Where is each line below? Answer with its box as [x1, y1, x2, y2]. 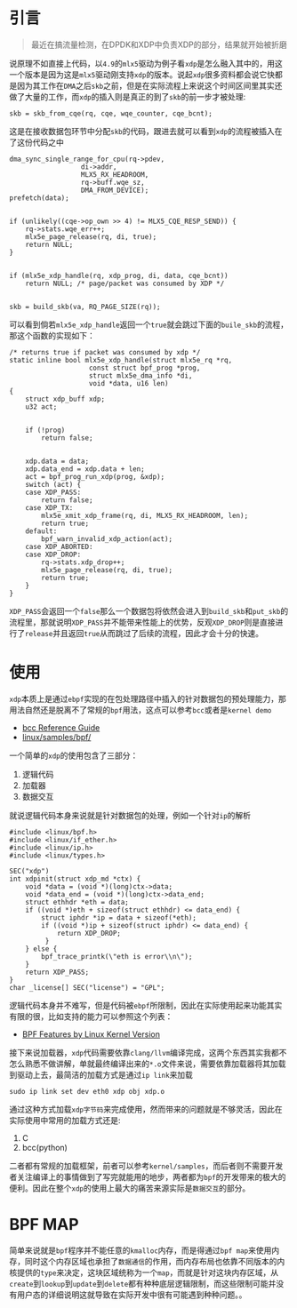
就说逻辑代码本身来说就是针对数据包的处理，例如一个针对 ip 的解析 [9, 810, 252, 820]
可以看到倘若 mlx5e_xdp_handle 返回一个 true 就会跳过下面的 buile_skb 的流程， [9, 319, 289, 330]
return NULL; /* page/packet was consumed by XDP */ [25, 279, 225, 288]
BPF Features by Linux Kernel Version [21, 1028, 160, 1040]
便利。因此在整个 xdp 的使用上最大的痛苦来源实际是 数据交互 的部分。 [9, 1183, 251, 1193]
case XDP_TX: [25, 503, 74, 512]
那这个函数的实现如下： [9, 330, 95, 340]
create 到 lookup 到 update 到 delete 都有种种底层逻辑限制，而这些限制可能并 [9, 1278, 277, 1288]
